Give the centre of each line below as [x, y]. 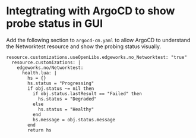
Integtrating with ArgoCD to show [91, 11]
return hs [39, 130]
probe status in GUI [54, 23]
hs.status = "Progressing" [61, 83]
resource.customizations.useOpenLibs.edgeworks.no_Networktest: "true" [97, 57]
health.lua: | [39, 73]
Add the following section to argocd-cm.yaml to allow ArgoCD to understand [98, 40]
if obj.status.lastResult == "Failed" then [87, 93]
